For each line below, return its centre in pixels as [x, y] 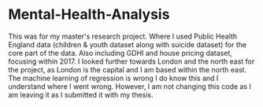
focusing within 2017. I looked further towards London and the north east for [131, 61]
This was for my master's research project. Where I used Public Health [123, 36]
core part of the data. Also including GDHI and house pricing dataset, [120, 53]
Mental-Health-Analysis [89, 15]
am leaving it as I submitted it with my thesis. [81, 94]
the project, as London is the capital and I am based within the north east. [127, 69]
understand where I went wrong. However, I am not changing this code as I [130, 86]
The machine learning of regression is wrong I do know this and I [113, 78]
